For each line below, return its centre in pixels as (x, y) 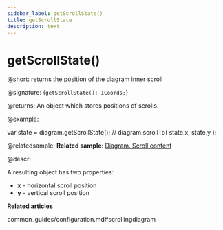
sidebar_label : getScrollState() (55, 13)
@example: (23, 119)
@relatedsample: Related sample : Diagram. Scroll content (89, 146)
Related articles (30, 206)
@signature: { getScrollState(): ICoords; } (68, 93)
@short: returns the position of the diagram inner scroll (85, 79)
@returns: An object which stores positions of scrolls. (83, 106)
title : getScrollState (40, 20)
